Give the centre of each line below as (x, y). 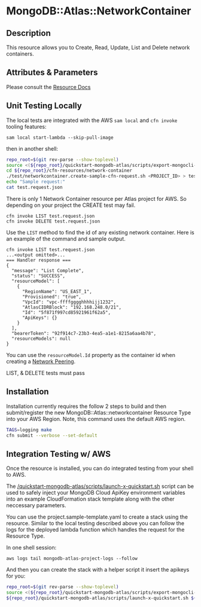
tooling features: (26, 126)
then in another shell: (32, 148)
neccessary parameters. (36, 505)
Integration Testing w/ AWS (58, 454)
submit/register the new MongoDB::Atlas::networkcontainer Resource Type (99, 412)
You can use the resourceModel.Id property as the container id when (91, 355)
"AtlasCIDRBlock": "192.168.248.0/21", (71, 307)
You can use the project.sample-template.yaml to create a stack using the (97, 517)
